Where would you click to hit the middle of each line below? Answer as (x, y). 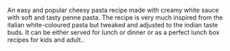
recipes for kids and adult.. (46, 40)
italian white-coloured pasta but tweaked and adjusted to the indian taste (113, 25)
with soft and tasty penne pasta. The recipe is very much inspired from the (115, 17)
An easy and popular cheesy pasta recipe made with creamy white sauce (113, 10)
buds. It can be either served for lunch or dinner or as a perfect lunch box (113, 32)
